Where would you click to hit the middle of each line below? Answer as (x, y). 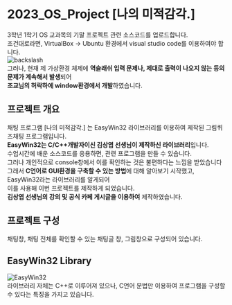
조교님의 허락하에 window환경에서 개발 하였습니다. (75, 85)
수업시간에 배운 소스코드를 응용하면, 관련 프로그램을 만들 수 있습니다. (99, 153)
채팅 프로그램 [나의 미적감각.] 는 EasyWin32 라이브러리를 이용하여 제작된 (106, 127)
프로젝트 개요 (34, 109)
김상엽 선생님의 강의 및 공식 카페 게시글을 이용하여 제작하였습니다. (95, 197)
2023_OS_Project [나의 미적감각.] (101, 14)
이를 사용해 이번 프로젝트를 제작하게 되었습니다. (71, 188)
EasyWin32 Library (50, 261)
